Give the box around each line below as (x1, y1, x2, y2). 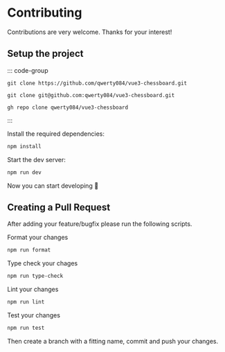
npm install (7, 143, 42, 150)
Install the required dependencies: (7, 130, 105, 138)
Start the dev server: (7, 155, 66, 164)
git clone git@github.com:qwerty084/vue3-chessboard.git (7, 91, 175, 98)
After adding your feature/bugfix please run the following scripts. (7, 220, 192, 228)
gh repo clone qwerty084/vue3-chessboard (7, 104, 129, 111)
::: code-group (7, 66, 48, 74)
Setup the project (7, 48, 84, 60)
